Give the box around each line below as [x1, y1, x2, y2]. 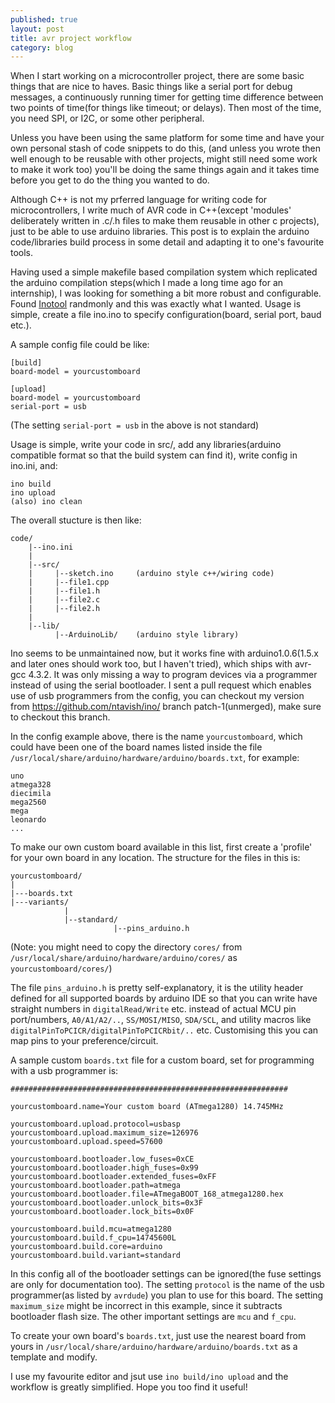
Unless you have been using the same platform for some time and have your [10, 132, 325, 144]
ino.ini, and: [10, 460, 58, 472]
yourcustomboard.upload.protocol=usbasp [10, 1119, 182, 1130]
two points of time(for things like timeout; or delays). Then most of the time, [10, 102, 322, 114]
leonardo [10, 815, 47, 825]
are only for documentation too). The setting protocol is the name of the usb [10, 1279, 325, 1291]
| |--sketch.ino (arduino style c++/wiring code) [28, 569, 275, 579]
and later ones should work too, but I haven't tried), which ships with [10, 658, 293, 670]
